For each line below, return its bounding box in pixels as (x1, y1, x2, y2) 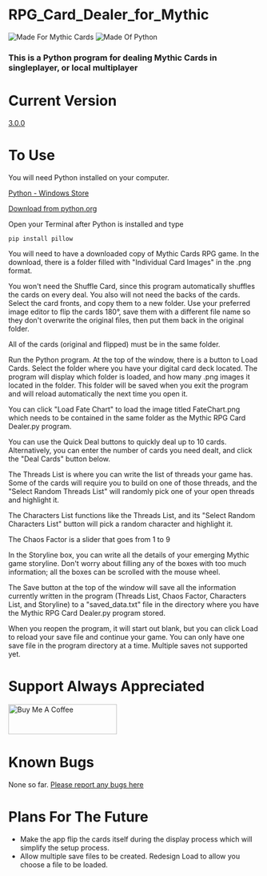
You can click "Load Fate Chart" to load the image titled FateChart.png (8, 404, 241, 414)
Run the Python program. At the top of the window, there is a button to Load (8, 355, 258, 364)
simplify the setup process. (19, 842, 110, 852)
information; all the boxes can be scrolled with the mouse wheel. (8, 567, 221, 577)
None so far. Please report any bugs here (8, 779, 144, 790)
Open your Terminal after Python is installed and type (8, 219, 184, 229)
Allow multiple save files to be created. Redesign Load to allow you (19, 851, 241, 861)
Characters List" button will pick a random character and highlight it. (8, 519, 233, 528)
